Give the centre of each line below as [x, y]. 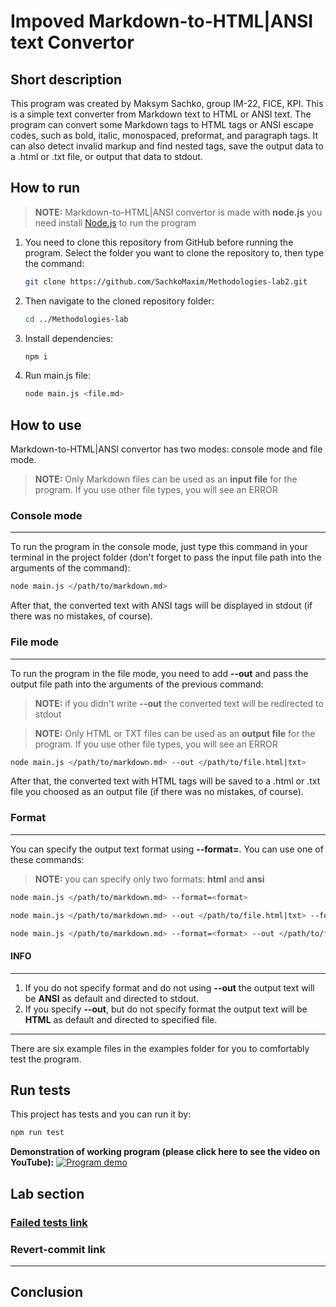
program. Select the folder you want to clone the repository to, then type [174, 252]
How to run [45, 188]
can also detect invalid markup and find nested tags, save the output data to [167, 146]
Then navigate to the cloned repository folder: [119, 301]
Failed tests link [49, 1222]
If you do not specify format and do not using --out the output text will [169, 987]
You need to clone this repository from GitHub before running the [159, 242]
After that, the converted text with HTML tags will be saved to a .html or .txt [165, 781]
